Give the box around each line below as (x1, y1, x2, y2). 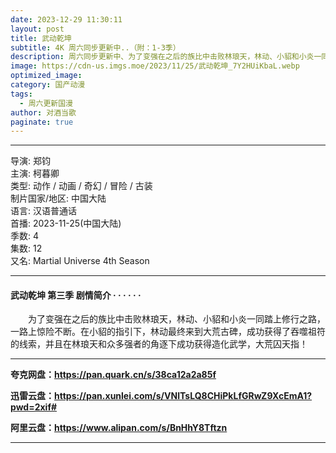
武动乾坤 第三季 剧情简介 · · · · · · (10, 289, 142, 301)
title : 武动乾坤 (10, 33, 72, 43)
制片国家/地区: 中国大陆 (10, 192, 107, 205)
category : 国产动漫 (10, 80, 86, 90)
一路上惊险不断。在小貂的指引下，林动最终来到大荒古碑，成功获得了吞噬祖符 (10, 326, 326, 338)
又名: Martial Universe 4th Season (10, 255, 150, 267)
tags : (10, 89, 33, 99)
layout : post (10, 24, 65, 34)
